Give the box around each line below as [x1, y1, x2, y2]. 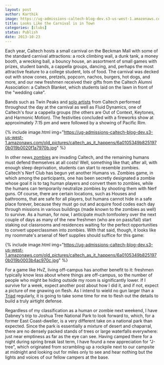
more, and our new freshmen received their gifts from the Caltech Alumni [5, 79, 152, 85]
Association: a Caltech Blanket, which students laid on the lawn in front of [5, 84, 153, 90]
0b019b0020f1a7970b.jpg [5, 145, 57, 151]
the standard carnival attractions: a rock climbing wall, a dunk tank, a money [5, 53, 159, 59]
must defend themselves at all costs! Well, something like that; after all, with [5, 160, 158, 165]
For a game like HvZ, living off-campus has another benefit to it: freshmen [5, 267, 154, 273]
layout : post [5, 7, 32, 12]
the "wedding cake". [5, 89, 46, 95]
